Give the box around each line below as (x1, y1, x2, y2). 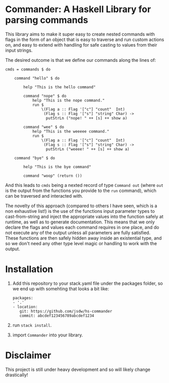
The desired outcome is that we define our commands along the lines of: (5, 57, 156, 63)
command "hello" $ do (14, 75, 60, 81)
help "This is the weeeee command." (32, 129, 109, 134)
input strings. (5, 47, 33, 53)
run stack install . (12, 322, 52, 328)
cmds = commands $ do (5, 67, 51, 72)
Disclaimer (5, 350, 51, 361)
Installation (5, 263, 53, 275)
